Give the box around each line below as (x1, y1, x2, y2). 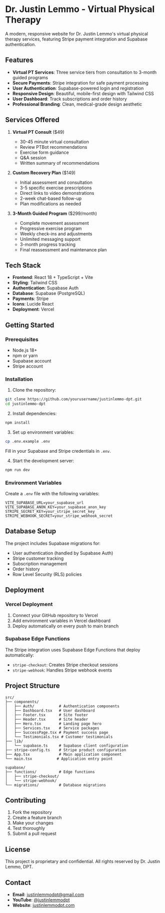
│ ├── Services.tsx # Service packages (5, 725, 99, 731)
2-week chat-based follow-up (19, 195, 82, 201)
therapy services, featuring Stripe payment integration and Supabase (5, 36, 148, 42)
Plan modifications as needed (19, 200, 81, 206)
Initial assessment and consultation (19, 179, 92, 185)
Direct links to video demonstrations (19, 190, 94, 196)
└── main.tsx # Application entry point (5, 756, 113, 761)
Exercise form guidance (19, 149, 69, 155)
